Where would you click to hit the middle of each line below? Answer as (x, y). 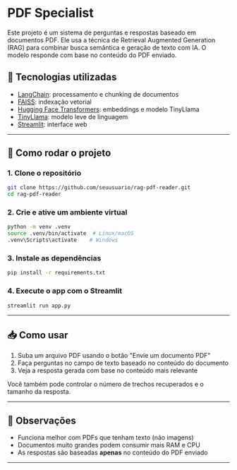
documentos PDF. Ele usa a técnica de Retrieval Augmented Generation (111, 40)
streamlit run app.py (39, 306)
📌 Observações (42, 420)
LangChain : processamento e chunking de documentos (98, 94)
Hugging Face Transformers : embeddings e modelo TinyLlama (108, 109)
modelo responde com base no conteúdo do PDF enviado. (92, 55)
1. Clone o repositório (44, 173)
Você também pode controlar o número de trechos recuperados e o (106, 384)
